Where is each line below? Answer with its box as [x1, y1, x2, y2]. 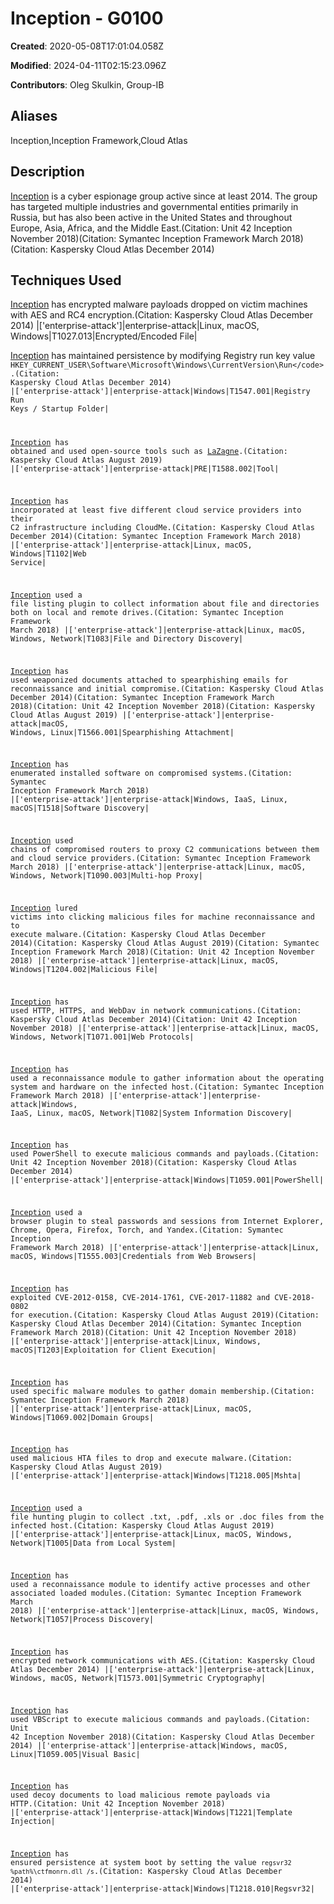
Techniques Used [10, 272, 122, 289]
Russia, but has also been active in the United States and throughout [10, 211, 293, 223]
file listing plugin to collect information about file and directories [10, 598, 320, 609]
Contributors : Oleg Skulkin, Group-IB [10, 78, 165, 91]
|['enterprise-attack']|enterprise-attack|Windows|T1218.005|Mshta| [10, 1471, 302, 1481]
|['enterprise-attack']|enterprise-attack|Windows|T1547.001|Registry [10, 387, 311, 397]
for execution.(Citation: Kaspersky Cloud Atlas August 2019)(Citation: [10, 1310, 320, 1320]
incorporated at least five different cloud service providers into [10, 505, 302, 516]
